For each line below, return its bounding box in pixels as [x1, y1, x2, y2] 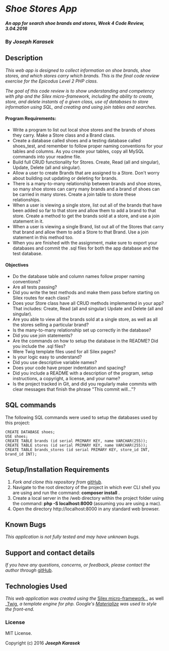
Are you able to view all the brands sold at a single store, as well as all [12, 316, 158, 322]
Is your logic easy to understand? [12, 354, 82, 360]
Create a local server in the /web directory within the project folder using [12, 495, 164, 501]
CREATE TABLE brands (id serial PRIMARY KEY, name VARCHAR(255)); [5, 438, 148, 443]
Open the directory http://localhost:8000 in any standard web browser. [12, 506, 160, 512]
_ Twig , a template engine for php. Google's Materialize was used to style [5, 600, 157, 606]
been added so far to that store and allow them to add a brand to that [12, 207, 156, 213]
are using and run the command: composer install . [12, 490, 120, 496]
